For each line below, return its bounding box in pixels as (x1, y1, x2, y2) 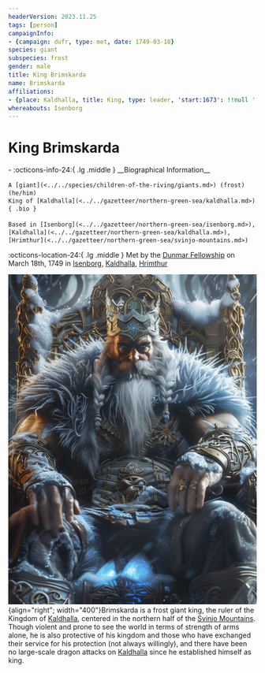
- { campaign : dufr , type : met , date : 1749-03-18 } (8, 38, 175, 46)
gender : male (8, 63, 51, 71)
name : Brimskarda (8, 79, 65, 87)
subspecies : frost (8, 54, 69, 62)
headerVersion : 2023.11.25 (8, 13, 97, 20)
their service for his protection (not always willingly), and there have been (8, 638, 248, 648)
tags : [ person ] (8, 20, 58, 29)
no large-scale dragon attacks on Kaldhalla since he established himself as (8, 647, 252, 656)
